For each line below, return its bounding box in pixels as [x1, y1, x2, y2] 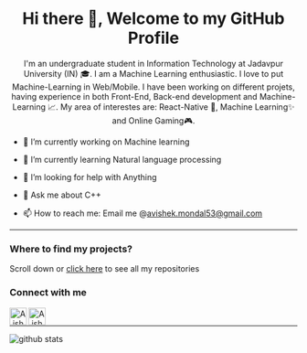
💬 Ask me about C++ [22, 189, 102, 200]
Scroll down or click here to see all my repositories [9, 263, 200, 274]
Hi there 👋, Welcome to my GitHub [22, 8, 285, 29]
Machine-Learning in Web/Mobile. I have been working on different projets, [12, 81, 295, 92]
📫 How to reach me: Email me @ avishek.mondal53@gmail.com [22, 208, 263, 219]
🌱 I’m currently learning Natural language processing [22, 154, 222, 165]
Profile [127, 27, 180, 48]
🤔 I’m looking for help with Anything [22, 171, 157, 182]
